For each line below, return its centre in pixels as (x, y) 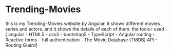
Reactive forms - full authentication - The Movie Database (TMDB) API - (81, 40)
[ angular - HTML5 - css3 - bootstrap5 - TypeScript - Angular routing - (80, 34)
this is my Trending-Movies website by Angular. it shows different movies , (84, 23)
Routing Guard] (21, 45)
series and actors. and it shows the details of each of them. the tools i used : (86, 29)
